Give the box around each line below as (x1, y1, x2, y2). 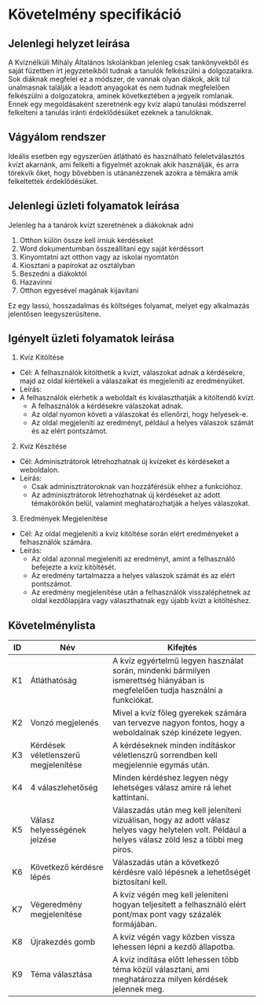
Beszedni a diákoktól (19, 269, 87, 278)
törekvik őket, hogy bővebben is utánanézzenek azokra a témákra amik (8, 167, 239, 178)
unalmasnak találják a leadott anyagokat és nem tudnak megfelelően (8, 83, 230, 92)
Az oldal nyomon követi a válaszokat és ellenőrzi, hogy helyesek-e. (31, 410, 249, 419)
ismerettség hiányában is (112, 675, 205, 686)
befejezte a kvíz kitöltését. (31, 562, 116, 572)
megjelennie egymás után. (112, 760, 210, 771)
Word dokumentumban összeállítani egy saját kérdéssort (19, 244, 204, 253)
